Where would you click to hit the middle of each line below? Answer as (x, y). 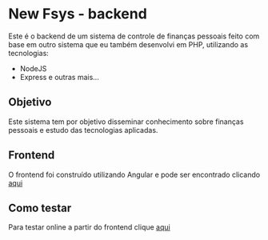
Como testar (40, 208)
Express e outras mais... (60, 77)
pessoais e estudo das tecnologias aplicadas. (83, 130)
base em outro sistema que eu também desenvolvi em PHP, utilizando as (128, 44)
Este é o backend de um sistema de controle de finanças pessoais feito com (134, 36)
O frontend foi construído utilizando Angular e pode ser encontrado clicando (134, 174)
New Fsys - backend (78, 14)
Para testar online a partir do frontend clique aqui (89, 227)
